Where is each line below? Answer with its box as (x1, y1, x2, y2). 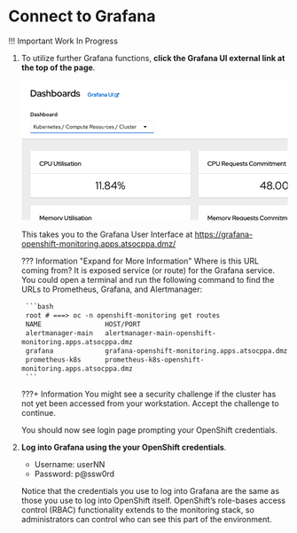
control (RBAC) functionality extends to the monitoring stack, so (20, 505, 254, 515)
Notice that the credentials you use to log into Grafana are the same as (20, 486, 280, 497)
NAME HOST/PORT (25, 320, 141, 329)
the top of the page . (20, 62, 96, 73)
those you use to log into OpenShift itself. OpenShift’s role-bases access (20, 495, 285, 506)
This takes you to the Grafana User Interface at (20, 229, 193, 240)
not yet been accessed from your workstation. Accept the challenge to (20, 398, 280, 409)
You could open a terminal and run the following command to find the (20, 275, 275, 286)
